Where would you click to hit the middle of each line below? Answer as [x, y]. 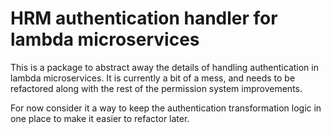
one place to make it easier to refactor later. [100, 118]
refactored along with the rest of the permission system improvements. [156, 88]
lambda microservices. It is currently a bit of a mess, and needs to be [153, 78]
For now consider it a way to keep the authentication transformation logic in [166, 108]
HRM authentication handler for [144, 18]
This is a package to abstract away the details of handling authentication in [164, 67]
